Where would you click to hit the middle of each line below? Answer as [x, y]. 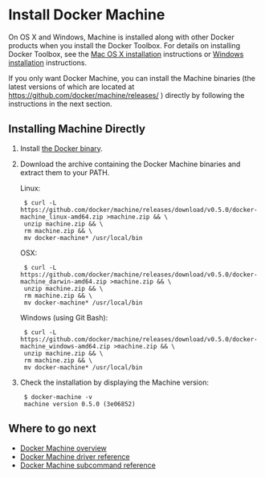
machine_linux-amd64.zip [61, 217]
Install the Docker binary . [61, 148]
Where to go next [52, 428]
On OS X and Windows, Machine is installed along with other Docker [121, 37]
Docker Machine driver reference [75, 456]
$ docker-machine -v [58, 397]
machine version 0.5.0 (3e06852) [79, 404]
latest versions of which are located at [71, 87]
